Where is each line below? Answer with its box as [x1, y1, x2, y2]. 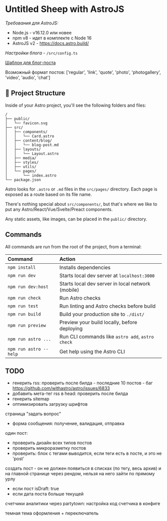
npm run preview [7, 323, 46, 328]
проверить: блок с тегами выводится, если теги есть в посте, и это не [12, 450, 162, 457]
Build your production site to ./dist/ [59, 311, 145, 318]
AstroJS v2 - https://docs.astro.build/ [12, 40, 89, 46]
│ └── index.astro [5, 173, 57, 178]
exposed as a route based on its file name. [5, 191, 92, 197]
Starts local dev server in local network [59, 280, 151, 287]
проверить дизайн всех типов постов [12, 440, 92, 446]
